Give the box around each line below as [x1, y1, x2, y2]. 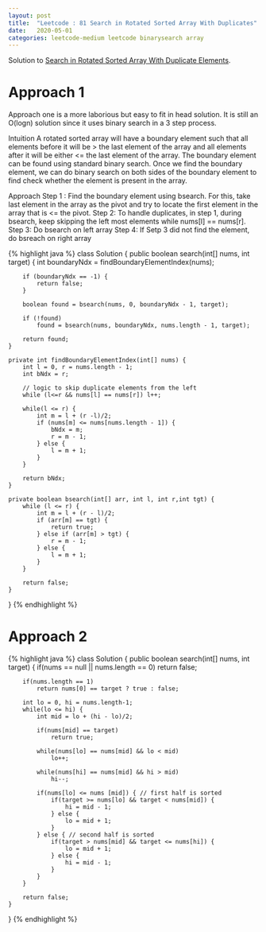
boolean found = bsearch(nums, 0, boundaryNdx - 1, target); [22, 301, 229, 309]
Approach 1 [8, 83, 85, 102]
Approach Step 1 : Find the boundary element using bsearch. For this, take [8, 192, 251, 201]
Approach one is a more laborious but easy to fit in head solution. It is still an [8, 110, 259, 119]
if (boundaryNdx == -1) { [22, 273, 109, 281]
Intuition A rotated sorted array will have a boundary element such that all [8, 134, 249, 143]
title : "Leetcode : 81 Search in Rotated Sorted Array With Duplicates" [8, 19, 258, 27]
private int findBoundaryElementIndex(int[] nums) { [8, 356, 187, 364]
